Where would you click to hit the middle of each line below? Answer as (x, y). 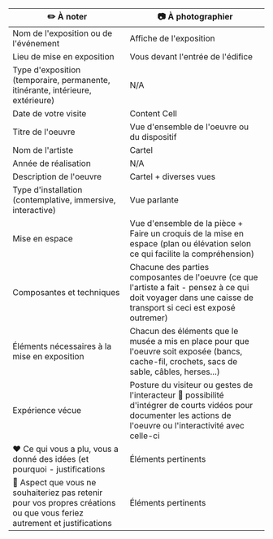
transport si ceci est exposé (182, 308)
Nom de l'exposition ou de (63, 33)
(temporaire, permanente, (61, 80)
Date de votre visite (50, 113)
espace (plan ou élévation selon (191, 243)
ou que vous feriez (48, 513)
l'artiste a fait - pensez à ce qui (189, 287)
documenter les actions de (180, 415)
